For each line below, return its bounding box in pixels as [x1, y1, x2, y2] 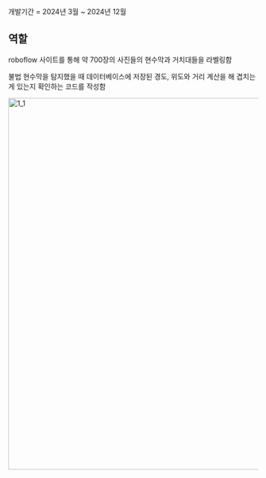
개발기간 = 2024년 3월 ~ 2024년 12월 [8, 7, 127, 16]
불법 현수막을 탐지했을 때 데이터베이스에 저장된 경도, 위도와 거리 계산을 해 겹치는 [8, 71, 256, 81]
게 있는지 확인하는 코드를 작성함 [8, 82, 106, 91]
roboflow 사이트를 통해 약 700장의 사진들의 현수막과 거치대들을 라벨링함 [8, 55, 233, 64]
